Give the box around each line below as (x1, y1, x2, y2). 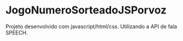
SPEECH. (5, 29, 28, 36)
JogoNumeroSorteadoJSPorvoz (5, 4, 167, 17)
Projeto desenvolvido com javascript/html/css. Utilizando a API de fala (5, 23, 178, 30)
